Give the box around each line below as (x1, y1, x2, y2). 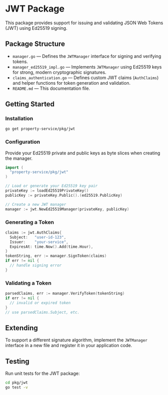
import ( (5, 165, 24, 170)
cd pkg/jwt (5, 380, 28, 385)
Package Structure (5, 40, 65, 48)
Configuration (5, 138, 40, 145)
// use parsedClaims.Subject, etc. (5, 310, 80, 315)
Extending (5, 323, 38, 332)
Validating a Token (5, 279, 52, 287)
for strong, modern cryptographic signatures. (12, 69, 107, 75)
